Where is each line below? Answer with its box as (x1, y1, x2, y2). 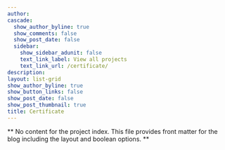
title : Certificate (7, 108, 65, 115)
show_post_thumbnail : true (7, 102, 86, 109)
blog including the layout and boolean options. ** (7, 135, 150, 143)
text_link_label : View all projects (20, 56, 128, 63)
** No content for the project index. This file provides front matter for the (7, 127, 218, 135)
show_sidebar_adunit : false (20, 50, 102, 57)
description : (7, 69, 46, 76)
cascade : (7, 17, 33, 24)
